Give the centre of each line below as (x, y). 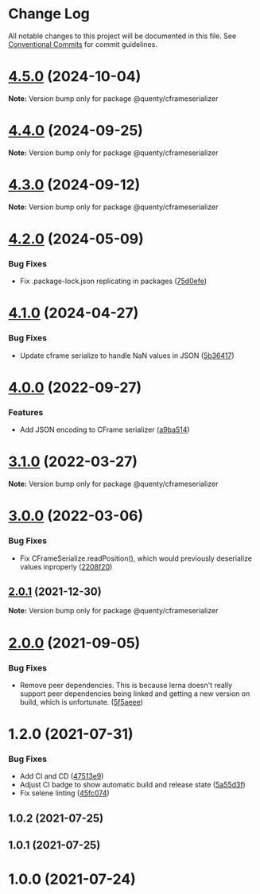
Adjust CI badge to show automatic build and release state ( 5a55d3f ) (133, 785)
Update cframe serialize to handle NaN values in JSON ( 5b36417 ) (127, 356)
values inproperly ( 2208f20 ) (66, 566)
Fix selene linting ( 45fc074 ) (64, 793)
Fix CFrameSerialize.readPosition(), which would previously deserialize (136, 558)
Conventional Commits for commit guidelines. (83, 44)
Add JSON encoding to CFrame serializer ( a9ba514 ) (105, 430)
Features (26, 412)
